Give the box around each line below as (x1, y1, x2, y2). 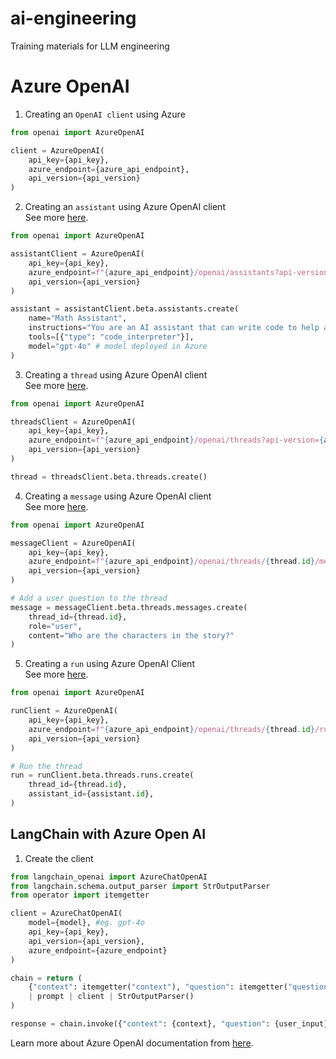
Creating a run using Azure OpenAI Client (24, 658, 195, 670)
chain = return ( (10, 973, 83, 983)
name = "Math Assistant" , (28, 313, 128, 324)
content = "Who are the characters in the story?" (28, 630, 235, 641)
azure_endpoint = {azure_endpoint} (28, 945, 168, 956)
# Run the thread (10, 761, 83, 771)
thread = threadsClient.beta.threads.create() (10, 472, 208, 482)
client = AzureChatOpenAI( (10, 908, 123, 919)
